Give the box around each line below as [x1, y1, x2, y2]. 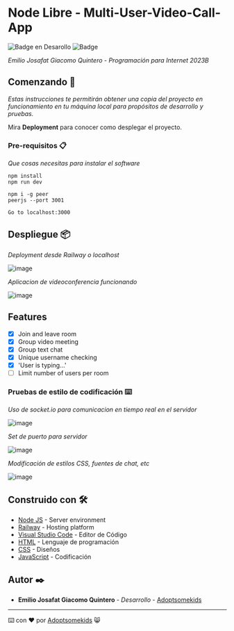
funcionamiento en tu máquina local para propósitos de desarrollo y [8, 102, 203, 110]
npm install [8, 172, 42, 180]
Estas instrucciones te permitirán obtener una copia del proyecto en [8, 95, 203, 103]
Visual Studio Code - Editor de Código [17, 530, 128, 539]
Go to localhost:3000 [8, 209, 71, 216]
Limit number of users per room [17, 368, 109, 377]
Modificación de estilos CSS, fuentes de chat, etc [8, 459, 150, 468]
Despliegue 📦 [8, 229, 71, 240]
